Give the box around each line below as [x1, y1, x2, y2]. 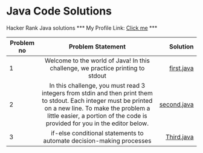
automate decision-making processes [43, 136, 152, 145]
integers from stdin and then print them [42, 89, 153, 97]
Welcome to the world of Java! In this [44, 56, 150, 65]
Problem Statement [68, 42, 126, 51]
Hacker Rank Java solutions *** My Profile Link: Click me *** [6, 24, 158, 31]
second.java [159, 100, 194, 108]
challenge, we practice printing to [50, 63, 145, 72]
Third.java [165, 132, 194, 141]
